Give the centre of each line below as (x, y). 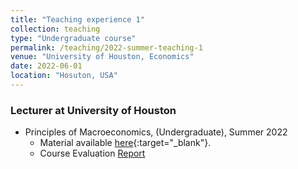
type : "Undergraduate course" (73, 38)
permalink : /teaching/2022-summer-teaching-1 (106, 47)
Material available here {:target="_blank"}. (125, 143)
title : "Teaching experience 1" (77, 19)
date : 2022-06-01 (46, 66)
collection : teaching (55, 29)
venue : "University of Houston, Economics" (102, 57)
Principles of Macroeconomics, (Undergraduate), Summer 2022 (156, 132)
